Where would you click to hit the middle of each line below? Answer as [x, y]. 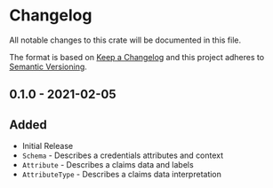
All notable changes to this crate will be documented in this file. [125, 40]
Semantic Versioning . [48, 67]
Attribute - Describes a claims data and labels [108, 165]
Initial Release [48, 146]
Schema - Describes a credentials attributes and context [123, 155]
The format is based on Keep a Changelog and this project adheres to [137, 57]
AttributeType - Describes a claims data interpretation [122, 175]
